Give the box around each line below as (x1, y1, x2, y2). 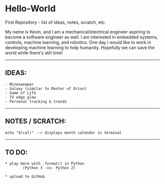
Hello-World (5, 3, 56, 14)
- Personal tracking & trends (5, 99, 67, 104)
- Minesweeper (5, 82, 34, 87)
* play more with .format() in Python (5, 161, 84, 166)
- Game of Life (5, 90, 36, 95)
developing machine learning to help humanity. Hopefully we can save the (5, 44, 155, 50)
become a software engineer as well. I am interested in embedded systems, (5, 34, 158, 40)
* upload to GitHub (5, 174, 45, 179)
